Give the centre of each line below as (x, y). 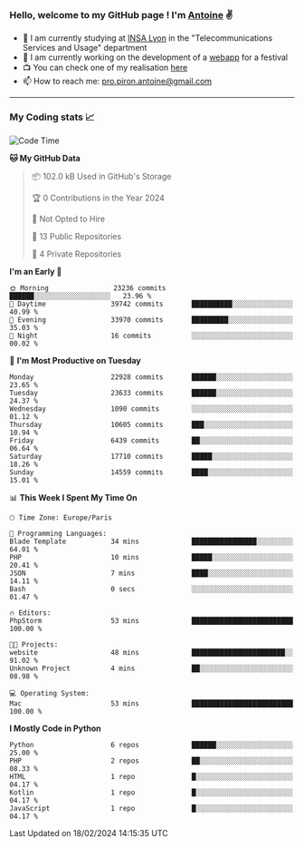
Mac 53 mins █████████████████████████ (152, 703)
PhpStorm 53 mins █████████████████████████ (152, 620)
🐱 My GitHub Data (45, 158)
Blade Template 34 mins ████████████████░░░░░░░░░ (152, 541)
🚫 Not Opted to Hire (68, 219)
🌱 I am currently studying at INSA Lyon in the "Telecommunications (147, 38)
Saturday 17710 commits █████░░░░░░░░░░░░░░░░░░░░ (152, 456)
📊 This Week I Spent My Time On (73, 497)
